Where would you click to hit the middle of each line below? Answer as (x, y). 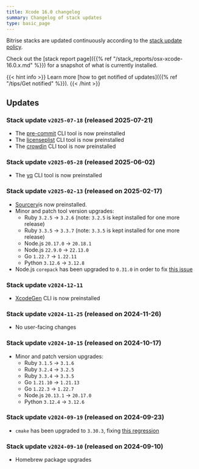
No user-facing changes (46, 327)
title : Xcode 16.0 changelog (43, 12)
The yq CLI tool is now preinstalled (58, 175)
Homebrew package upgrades (53, 460)
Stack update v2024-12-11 (45, 285)
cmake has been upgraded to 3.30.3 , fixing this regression (87, 431)
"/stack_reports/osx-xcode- (148, 59)
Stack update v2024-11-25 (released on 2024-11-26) (84, 314)
